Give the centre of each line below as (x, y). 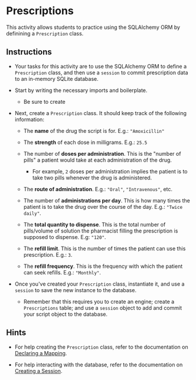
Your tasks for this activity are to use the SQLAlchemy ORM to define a (101, 66)
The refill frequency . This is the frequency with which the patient (103, 266)
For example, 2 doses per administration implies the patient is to (110, 171)
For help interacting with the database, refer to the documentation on (99, 365)
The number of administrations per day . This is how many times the (107, 200)
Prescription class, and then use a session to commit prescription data (101, 73)
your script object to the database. (66, 314)
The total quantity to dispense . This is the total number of (94, 224)
